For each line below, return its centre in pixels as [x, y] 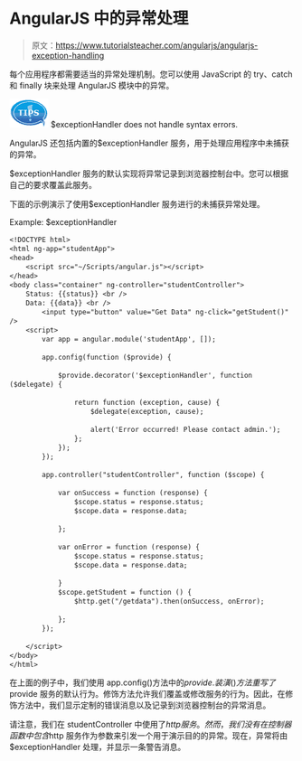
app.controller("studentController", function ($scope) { [153, 474]
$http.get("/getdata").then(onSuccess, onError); [169, 601]
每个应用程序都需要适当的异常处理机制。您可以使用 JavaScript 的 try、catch [151, 74]
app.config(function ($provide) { [107, 357]
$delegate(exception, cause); [147, 411]
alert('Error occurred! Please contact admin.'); [185, 429]
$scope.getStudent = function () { [125, 592]
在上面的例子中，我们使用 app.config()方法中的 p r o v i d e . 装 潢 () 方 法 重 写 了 [142, 682]
